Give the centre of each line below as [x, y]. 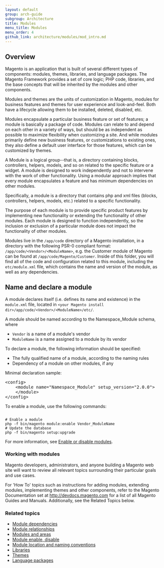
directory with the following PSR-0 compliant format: [58, 245]
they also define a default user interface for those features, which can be [79, 145]
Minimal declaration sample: [34, 373]
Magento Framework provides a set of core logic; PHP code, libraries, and [80, 79]
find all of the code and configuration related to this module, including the [79, 261]
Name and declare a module [48, 287]
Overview [20, 57]
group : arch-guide [24, 14]
